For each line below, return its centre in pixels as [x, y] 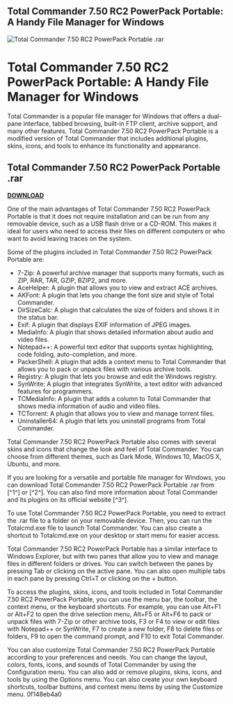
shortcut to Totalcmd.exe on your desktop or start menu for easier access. [114, 535]
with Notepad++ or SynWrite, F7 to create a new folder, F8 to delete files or [115, 629]
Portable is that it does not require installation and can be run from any [109, 216]
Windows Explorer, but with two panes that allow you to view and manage [113, 556]
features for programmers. [55, 391]
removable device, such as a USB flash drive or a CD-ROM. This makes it [112, 224]
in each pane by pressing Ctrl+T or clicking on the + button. [93, 578]
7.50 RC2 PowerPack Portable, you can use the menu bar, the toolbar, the [112, 599]
